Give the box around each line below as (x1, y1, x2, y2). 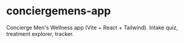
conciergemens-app (6, 4, 111, 18)
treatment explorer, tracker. (6, 30, 74, 37)
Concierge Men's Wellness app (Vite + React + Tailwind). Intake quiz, (6, 24, 178, 31)
